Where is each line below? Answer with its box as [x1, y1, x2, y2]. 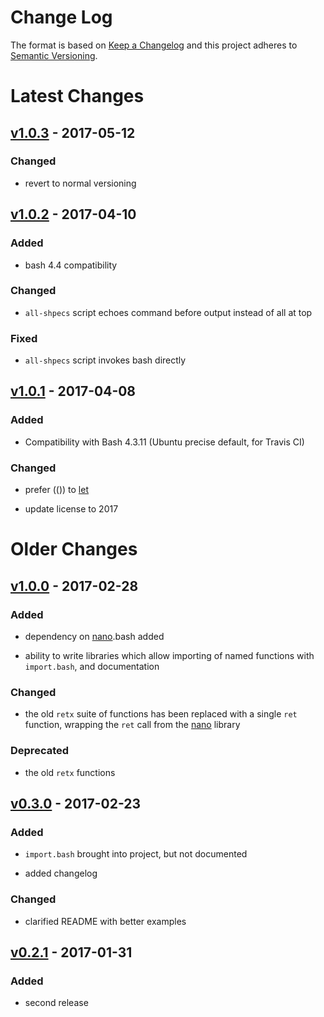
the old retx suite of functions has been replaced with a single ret [24, 708, 298, 720]
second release [24, 997, 89, 1009]
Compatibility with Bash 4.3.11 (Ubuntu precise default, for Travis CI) [24, 436, 305, 448]
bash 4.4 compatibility [24, 259, 118, 271]
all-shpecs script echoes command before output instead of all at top [24, 306, 313, 318]
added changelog [24, 867, 98, 880]
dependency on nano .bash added [24, 630, 165, 642]
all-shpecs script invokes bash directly [24, 354, 187, 366]
